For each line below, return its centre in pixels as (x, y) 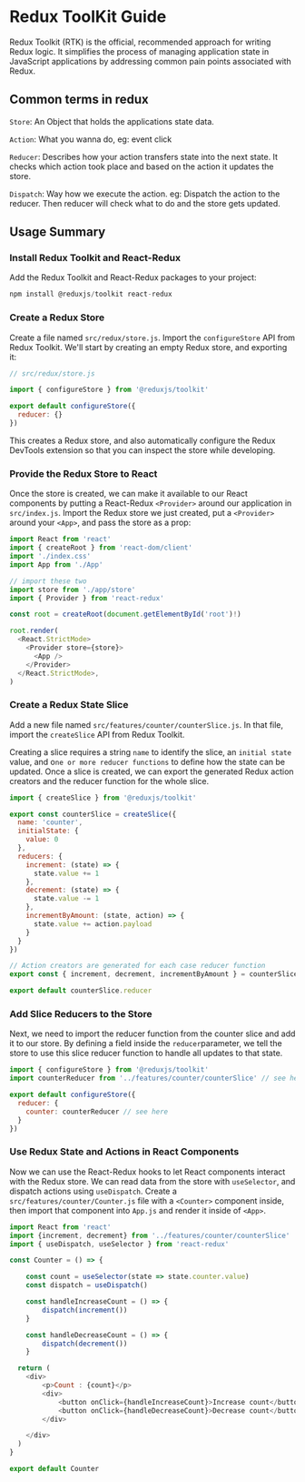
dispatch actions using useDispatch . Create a (93, 1191)
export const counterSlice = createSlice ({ (93, 814)
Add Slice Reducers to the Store (81, 1014)
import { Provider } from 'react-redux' (87, 598)
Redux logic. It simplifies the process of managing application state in (139, 51)
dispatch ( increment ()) (85, 1310)
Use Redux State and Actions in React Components (124, 1152)
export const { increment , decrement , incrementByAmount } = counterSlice (154, 974)
